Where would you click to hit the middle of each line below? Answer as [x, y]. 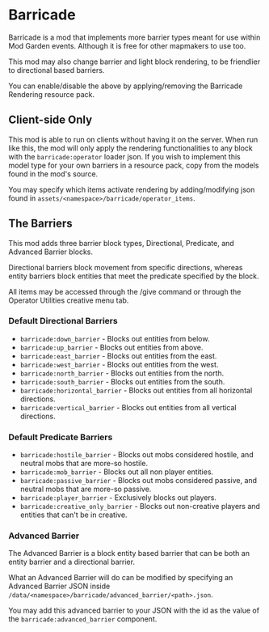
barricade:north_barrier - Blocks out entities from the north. [122, 373]
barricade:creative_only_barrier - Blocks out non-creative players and [140, 507]
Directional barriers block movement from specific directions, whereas [126, 267]
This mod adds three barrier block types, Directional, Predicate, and [121, 243]
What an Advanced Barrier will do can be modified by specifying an [121, 578]
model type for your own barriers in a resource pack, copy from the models [134, 165]
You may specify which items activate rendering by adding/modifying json [132, 189]
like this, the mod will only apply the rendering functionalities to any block [130, 148]
